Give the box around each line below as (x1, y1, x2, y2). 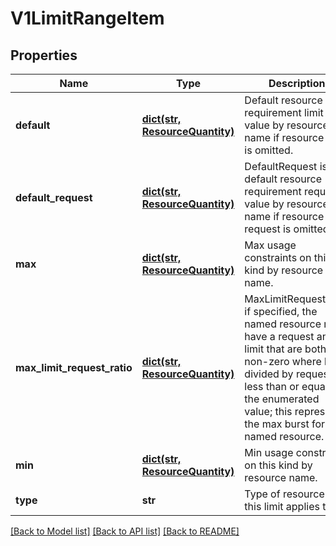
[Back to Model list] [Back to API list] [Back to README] (10, 525, 240, 537)
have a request (244, 330, 315, 343)
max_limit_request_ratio (15, 361, 133, 374)
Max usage (244, 238, 297, 252)
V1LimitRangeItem (10, 7, 165, 30)
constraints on (244, 251, 312, 264)
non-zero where (244, 355, 322, 368)
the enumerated (244, 392, 320, 406)
